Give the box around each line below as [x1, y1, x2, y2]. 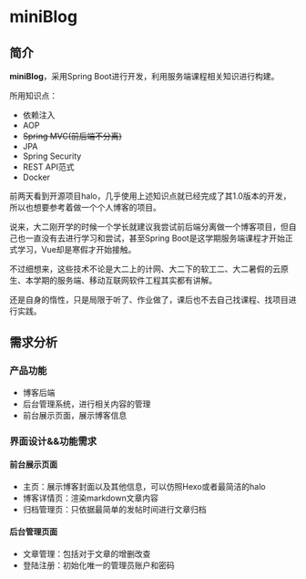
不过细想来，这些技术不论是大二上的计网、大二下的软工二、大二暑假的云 [9, 264, 280, 274]
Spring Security [22, 150, 82, 161]
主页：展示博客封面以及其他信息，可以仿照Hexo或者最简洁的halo [22, 481, 266, 491]
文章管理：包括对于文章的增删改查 [22, 549, 151, 560]
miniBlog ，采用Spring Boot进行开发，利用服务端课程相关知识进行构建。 [9, 71, 280, 81]
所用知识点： [9, 90, 57, 101]
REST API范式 [22, 161, 75, 172]
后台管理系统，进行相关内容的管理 [22, 398, 151, 409]
